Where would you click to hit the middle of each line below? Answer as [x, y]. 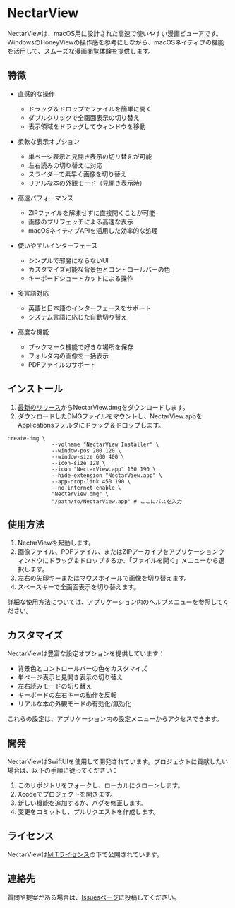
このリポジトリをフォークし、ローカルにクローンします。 [101, 785]
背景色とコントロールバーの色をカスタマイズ [83, 669]
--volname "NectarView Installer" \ [106, 444]
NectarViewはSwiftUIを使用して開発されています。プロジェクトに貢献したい [117, 761]
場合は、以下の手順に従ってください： [63, 770]
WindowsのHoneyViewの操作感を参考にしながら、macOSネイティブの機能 [116, 42]
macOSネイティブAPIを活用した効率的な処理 [93, 230]
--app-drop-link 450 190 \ [91, 481]
